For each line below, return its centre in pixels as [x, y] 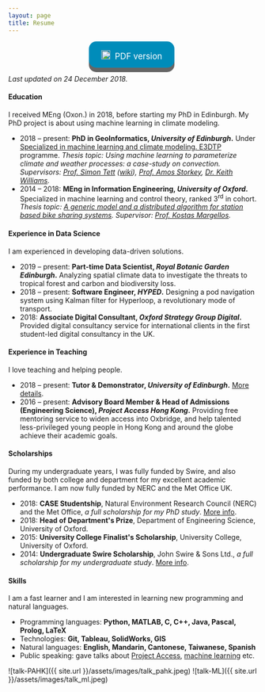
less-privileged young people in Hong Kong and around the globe [126, 427]
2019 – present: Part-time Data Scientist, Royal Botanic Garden [124, 266]
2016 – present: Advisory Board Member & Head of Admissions [125, 402]
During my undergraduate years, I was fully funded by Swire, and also [122, 471]
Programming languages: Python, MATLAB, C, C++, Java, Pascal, [128, 622]
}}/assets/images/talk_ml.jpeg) [58, 679]
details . [32, 393]
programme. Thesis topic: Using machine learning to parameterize [128, 155]
